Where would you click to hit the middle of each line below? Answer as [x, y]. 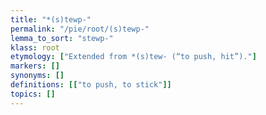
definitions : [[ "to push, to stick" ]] [91, 85]
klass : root [35, 47]
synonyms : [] [37, 76]
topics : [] [33, 94]
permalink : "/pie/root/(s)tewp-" [80, 29]
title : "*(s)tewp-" [51, 19]
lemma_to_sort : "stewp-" [62, 38]
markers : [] [35, 66]
